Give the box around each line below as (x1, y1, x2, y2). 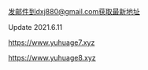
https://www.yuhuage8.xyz (8, 53, 96, 62)
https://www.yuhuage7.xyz (8, 38, 95, 47)
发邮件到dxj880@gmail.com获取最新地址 (8, 7, 140, 16)
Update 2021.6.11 (8, 23, 63, 31)
